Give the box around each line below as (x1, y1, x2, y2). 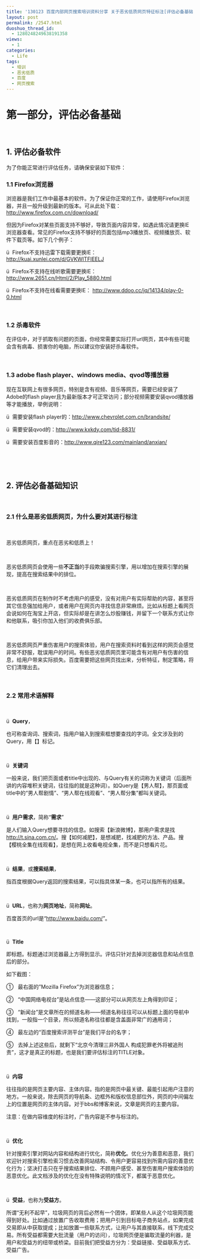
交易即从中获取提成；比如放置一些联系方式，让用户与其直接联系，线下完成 (6, 1224, 189, 1231)
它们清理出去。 (6, 663, 43, 670)
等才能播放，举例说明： (6, 400, 64, 408)
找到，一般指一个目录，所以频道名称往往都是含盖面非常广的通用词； (6, 1016, 173, 1023)
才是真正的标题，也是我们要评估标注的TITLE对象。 (24, 1049, 148, 1056)
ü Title (6, 938, 24, 945)
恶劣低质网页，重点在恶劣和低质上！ (6, 539, 95, 546)
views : (6, 36, 23, 42)
